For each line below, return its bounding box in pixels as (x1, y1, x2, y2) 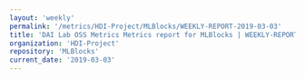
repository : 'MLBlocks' (9, 47, 100, 56)
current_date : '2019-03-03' (9, 55, 116, 64)
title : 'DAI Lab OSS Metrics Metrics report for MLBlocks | (9, 30, 242, 39)
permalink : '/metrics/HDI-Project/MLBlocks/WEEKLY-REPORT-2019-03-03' (9, 22, 282, 31)
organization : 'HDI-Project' (9, 38, 120, 48)
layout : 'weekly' (9, 13, 75, 23)
